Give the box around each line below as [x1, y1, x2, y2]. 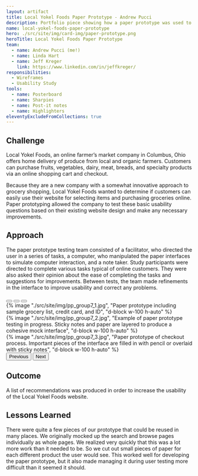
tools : [6, 86, 22, 92]
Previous [9, 353, 28, 360]
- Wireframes [11, 75, 44, 81]
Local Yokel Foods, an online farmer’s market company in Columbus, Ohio [6, 151, 186, 158]
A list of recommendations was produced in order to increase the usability [6, 386, 186, 394]
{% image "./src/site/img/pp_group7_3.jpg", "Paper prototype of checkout [6, 333, 184, 340]
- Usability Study [11, 81, 57, 87]
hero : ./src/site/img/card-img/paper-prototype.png [6, 31, 136, 37]
